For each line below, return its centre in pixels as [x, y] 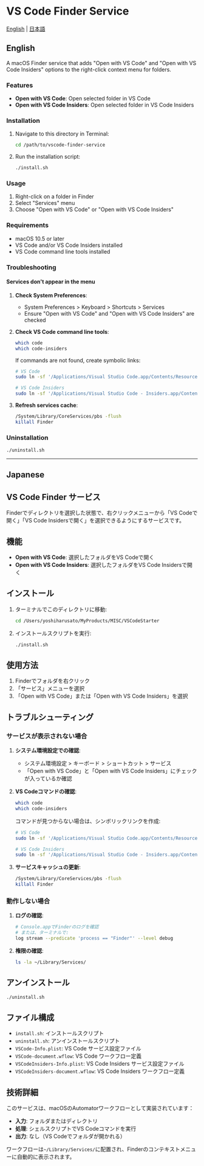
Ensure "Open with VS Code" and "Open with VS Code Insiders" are [109, 313]
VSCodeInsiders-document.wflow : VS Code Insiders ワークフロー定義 [100, 1071]
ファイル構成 [30, 1017]
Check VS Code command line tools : [62, 331]
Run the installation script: [48, 157]
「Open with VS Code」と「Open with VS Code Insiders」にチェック [110, 771]
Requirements [28, 225]
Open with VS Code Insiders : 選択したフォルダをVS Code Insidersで [101, 565]
